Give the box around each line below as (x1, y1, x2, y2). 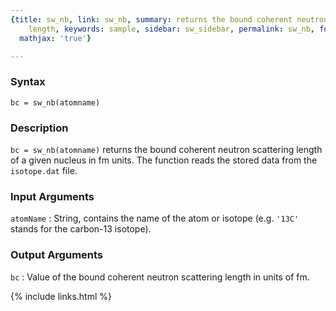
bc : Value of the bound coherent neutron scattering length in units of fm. (10, 271, 310, 283)
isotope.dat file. (10, 164, 78, 176)
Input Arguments (10, 189, 95, 203)
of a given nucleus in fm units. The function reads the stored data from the (10, 154, 318, 166)
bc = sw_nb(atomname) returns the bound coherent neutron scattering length (10, 143, 323, 155)
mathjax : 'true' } (19, 33, 92, 43)
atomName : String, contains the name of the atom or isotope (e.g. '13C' (10, 212, 300, 225)
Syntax (10, 75, 46, 89)
